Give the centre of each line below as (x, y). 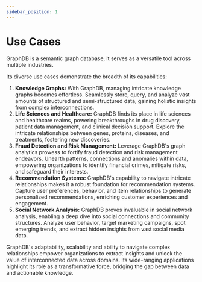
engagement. (31, 203)
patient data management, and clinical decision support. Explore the (100, 127)
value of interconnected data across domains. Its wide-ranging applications (100, 260)
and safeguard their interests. (52, 171)
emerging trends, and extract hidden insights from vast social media (100, 229)
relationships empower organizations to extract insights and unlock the (94, 253)
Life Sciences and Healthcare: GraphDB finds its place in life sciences (103, 114)
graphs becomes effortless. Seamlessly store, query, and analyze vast (102, 95)
